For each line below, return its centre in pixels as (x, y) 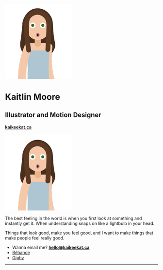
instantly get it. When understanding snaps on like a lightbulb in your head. (80, 223)
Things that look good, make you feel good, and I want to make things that (79, 233)
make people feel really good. (35, 238)
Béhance (21, 252)
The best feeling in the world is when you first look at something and (73, 218)
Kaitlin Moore (33, 97)
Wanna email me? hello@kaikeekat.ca (51, 247)
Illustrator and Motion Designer (53, 115)
